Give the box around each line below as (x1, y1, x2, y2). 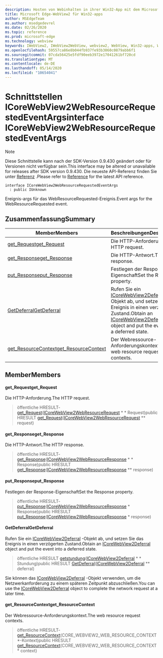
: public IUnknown (9, 187, 47, 192)
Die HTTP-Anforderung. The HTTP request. (5, 395, 91, 401)
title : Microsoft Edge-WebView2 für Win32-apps (5, 12, 103, 17)
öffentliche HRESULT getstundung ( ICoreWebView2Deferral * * (16, 555, 142, 561)
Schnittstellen (5, 91, 63, 103)
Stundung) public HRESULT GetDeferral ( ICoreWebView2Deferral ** (16, 560, 150, 566)
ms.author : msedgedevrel (5, 20, 55, 26)
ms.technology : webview (5, 39, 53, 44)
